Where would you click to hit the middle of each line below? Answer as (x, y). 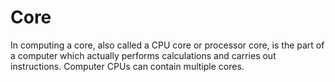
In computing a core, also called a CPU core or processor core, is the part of (167, 45)
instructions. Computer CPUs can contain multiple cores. (127, 66)
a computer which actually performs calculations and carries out (143, 55)
